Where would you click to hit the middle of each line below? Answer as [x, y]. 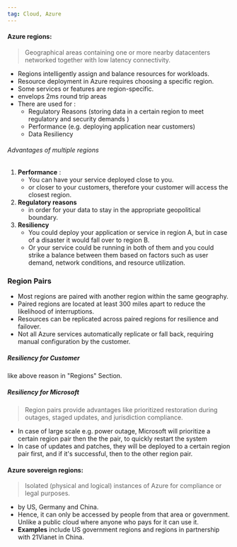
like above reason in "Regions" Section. [65, 376]
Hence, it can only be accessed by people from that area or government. [123, 514]
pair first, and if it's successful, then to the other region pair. [105, 454]
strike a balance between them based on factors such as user [118, 255]
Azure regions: [30, 37]
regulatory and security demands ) [79, 118]
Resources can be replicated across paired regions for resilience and [118, 319]
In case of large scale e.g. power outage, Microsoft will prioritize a [114, 431]
